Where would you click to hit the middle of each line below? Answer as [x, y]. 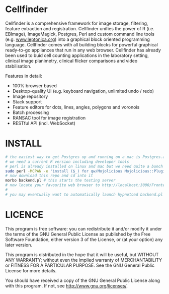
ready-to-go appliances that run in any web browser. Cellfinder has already [83, 50]
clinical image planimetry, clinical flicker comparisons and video [71, 61]
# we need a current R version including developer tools [67, 162]
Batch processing [31, 112]
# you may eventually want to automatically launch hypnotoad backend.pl [84, 194]
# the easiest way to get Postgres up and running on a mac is [73, 157]
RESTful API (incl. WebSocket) [44, 123]
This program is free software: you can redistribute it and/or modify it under [83, 228]
